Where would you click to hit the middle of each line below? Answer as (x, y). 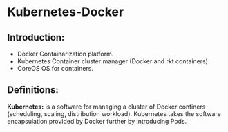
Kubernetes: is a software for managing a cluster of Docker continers (106, 107)
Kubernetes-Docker (66, 12)
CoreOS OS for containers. (55, 68)
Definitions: (33, 90)
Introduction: (36, 37)
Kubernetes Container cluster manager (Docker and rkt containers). (113, 61)
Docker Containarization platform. (65, 54)
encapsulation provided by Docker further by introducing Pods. (97, 121)
